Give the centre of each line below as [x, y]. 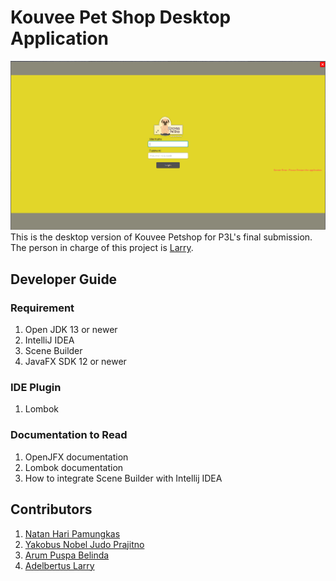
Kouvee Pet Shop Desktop [121, 17]
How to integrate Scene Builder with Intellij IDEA [123, 478]
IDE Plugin [36, 388]
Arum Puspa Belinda [67, 555]
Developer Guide [64, 279]
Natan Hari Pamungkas [72, 533]
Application [59, 38]
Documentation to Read [69, 435]
